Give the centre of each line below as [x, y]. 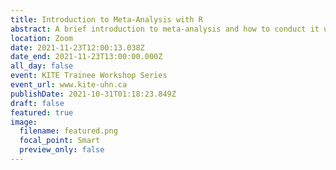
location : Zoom [42, 38]
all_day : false [42, 66]
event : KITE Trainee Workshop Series [89, 76]
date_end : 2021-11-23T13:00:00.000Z [86, 57]
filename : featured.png [68, 131]
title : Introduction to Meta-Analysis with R [106, 19]
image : [24, 122]
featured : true [42, 112]
